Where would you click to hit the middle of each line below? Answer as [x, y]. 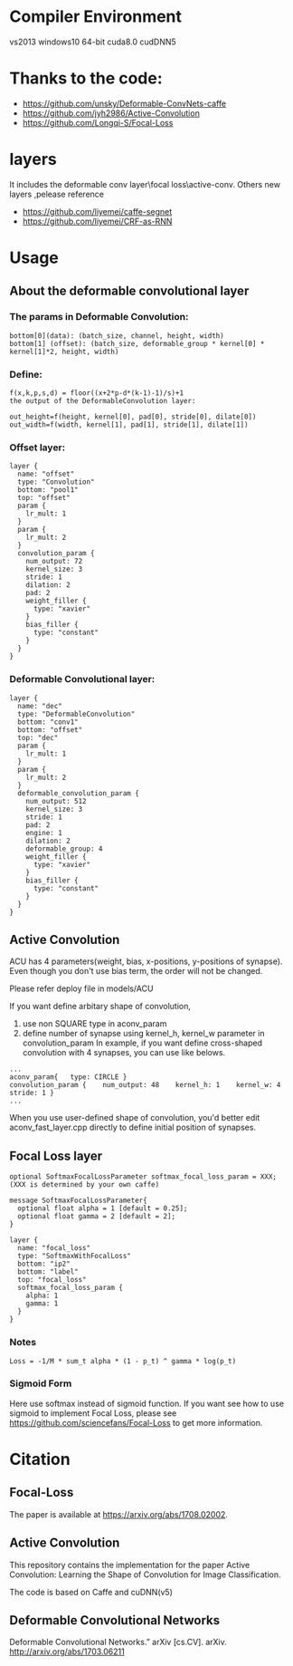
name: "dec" [40, 706]
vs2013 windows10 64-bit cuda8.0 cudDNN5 [93, 42]
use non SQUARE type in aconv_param [95, 1024]
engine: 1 [44, 833]
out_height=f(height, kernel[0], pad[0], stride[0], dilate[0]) [133, 417]
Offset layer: [38, 448]
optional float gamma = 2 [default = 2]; [97, 1217]
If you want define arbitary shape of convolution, [100, 1006]
